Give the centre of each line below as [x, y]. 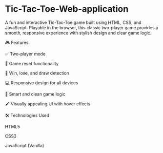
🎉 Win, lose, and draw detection [37, 73]
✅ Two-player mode [25, 54]
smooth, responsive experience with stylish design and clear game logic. [78, 33]
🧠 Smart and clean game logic [35, 94]
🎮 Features [17, 42]
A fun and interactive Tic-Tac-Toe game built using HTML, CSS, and [73, 22]
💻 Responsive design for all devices [41, 83]
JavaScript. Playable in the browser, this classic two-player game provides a [82, 27]
